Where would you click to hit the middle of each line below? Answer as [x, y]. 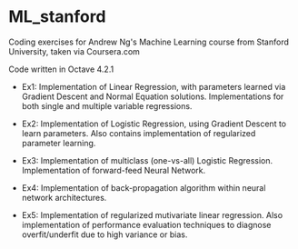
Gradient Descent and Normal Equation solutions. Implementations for [153, 96]
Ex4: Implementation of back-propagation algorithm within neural [144, 187]
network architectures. [64, 197]
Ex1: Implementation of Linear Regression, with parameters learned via [154, 86]
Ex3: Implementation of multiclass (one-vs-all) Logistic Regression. [147, 160]
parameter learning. [59, 143]
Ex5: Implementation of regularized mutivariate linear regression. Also [152, 214]
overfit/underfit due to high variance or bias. [104, 234]
